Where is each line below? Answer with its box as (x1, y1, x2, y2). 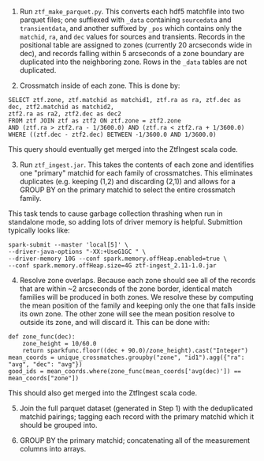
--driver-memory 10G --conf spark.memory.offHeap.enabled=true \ (8, 255, 227, 263)
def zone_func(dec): (8, 333, 76, 341)
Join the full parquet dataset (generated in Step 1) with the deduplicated (19, 403, 254, 413)
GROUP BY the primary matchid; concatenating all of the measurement (19, 436, 251, 445)
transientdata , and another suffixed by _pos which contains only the (19, 24, 243, 32)
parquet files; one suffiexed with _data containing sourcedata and (19, 15, 232, 25)
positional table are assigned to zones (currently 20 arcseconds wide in (19, 40, 252, 50)
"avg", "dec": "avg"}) (8, 361, 83, 368)
